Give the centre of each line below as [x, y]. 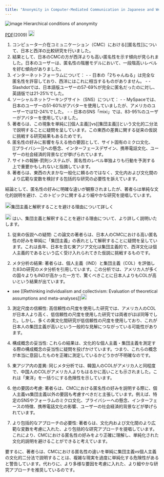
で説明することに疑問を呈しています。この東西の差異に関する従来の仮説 [84, 130]
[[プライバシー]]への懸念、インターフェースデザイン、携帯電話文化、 [81, 148]
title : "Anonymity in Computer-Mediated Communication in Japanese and [79, 10]
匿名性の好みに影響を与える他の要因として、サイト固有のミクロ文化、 [82, 142]
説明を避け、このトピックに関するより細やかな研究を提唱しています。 [84, 195]
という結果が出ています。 [42, 281]
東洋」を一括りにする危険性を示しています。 [70, 378]
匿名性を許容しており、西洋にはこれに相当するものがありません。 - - [81, 81]
